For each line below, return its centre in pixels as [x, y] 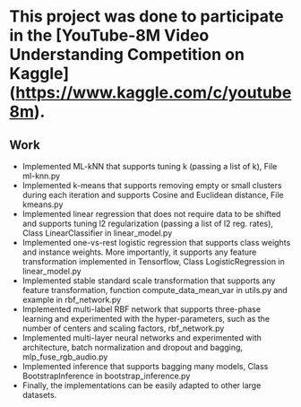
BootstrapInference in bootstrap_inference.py [106, 376]
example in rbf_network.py [72, 299]
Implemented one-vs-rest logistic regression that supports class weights [156, 242]
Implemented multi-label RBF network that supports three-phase [142, 309]
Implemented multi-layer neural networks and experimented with [142, 338]
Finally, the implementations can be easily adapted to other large [142, 385]
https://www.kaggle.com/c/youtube [154, 93]
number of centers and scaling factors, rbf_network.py [123, 328]
